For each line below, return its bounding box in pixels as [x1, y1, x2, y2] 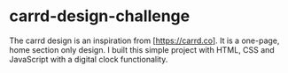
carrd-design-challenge [9, 6, 191, 26]
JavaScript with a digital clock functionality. [9, 54, 168, 64]
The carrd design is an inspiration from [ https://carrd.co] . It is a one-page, [9, 35, 280, 46]
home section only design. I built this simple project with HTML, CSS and [9, 44, 275, 55]
